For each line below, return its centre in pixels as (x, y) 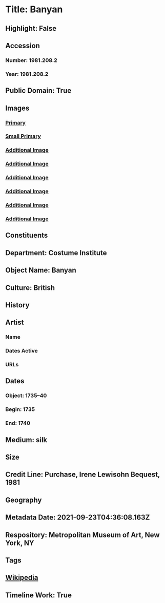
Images (17, 108)
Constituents (27, 235)
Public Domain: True (38, 91)
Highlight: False (31, 28)
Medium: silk (26, 440)
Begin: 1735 (20, 409)
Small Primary (23, 136)
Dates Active (22, 351)
